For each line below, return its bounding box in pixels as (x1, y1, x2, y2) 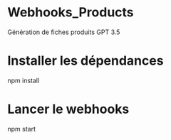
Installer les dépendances (7, 53, 164, 69)
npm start (7, 124, 36, 133)
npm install (7, 76, 40, 85)
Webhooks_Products (7, 4, 134, 21)
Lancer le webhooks (7, 101, 130, 117)
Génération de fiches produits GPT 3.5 (7, 28, 120, 36)
